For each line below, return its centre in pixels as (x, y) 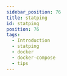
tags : (13, 35)
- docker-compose (34, 58)
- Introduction (31, 40)
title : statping (27, 18)
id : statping (23, 23)
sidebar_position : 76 (34, 12)
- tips (20, 63)
